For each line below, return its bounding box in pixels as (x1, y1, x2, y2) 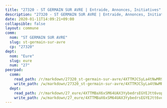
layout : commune (5, 26, 39, 31)
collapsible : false (5, 21, 46, 26)
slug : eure (9, 58, 32, 63)
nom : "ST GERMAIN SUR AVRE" (9, 35, 68, 40)
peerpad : (5, 68, 23, 73)
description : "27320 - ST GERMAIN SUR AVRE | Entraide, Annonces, (5, 12, 146, 17)
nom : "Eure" (9, 53, 35, 59)
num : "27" (9, 63, 30, 68)
